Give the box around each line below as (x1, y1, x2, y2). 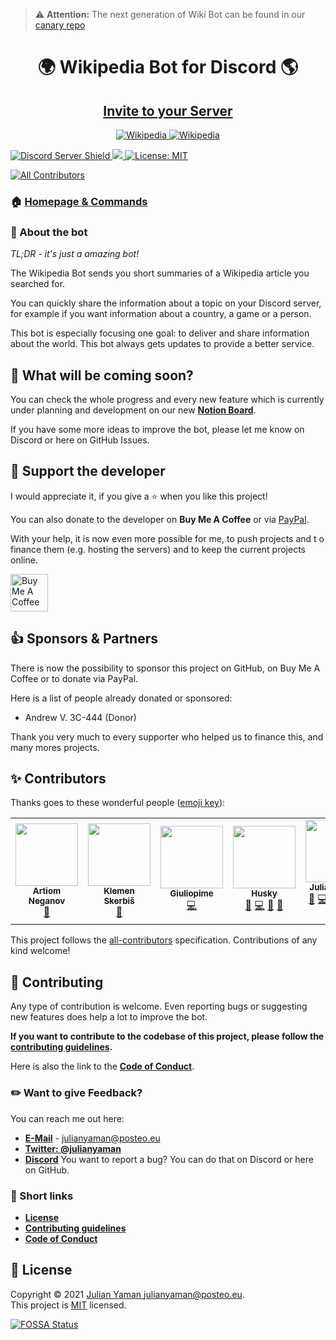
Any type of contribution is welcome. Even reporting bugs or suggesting (10, 1000, 308, 1013)
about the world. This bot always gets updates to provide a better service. (10, 338, 315, 350)
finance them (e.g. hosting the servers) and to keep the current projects (10, 543, 307, 555)
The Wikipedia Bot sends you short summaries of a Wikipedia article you (10, 267, 310, 279)
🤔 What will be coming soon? (10, 367, 194, 384)
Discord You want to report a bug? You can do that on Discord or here (24, 1153, 314, 1165)
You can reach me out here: (10, 1112, 125, 1124)
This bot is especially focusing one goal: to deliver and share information (10, 327, 310, 339)
